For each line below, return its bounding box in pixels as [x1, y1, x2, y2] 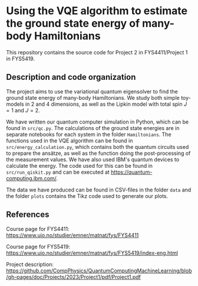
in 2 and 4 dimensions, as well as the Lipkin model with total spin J [25, 100, 187, 108]
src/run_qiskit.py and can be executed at [6, 168, 110, 175]
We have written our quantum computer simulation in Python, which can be [6, 118, 189, 125]
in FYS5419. [6, 55, 35, 62]
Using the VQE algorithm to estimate [6, 4, 187, 18]
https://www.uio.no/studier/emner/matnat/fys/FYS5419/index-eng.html [6, 249, 179, 256]
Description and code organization [6, 72, 136, 82]
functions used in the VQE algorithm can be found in [6, 137, 133, 144]
